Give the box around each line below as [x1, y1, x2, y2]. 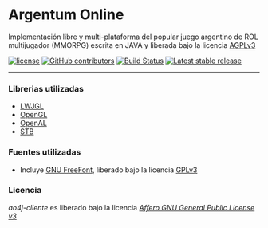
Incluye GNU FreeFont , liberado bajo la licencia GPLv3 [19, 165, 198, 175]
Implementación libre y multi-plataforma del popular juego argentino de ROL [8, 32, 259, 41]
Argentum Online [8, 6, 124, 24]
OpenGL [19, 110, 48, 120]
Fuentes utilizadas [8, 147, 81, 158]
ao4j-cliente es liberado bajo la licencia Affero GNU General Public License [8, 202, 255, 212]
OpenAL [19, 118, 48, 128]
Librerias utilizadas [8, 83, 85, 94]
